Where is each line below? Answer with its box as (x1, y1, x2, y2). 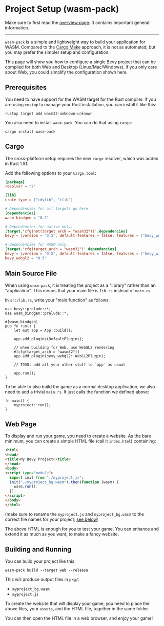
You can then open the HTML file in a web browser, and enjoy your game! (5, 615, 153, 621)
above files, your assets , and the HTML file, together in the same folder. (5, 605, 149, 611)
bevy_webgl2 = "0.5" (5, 255, 47, 260)
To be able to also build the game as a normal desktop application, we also (5, 383, 155, 390)
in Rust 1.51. (5, 161, 29, 166)
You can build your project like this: (5, 558, 76, 564)
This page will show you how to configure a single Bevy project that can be (5, 59, 156, 65)
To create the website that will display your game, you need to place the (5, 601, 150, 606)
